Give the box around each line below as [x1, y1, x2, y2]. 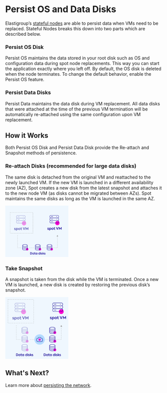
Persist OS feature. [5, 77, 44, 83]
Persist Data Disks [5, 89, 51, 96]
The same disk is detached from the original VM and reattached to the [5, 174, 151, 180]
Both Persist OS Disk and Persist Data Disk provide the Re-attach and [5, 145, 149, 151]
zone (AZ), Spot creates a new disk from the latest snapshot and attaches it [5, 185, 162, 191]
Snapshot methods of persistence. [5, 150, 77, 156]
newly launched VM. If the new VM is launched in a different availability [5, 179, 154, 185]
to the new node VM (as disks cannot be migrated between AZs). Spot [5, 190, 151, 196]
